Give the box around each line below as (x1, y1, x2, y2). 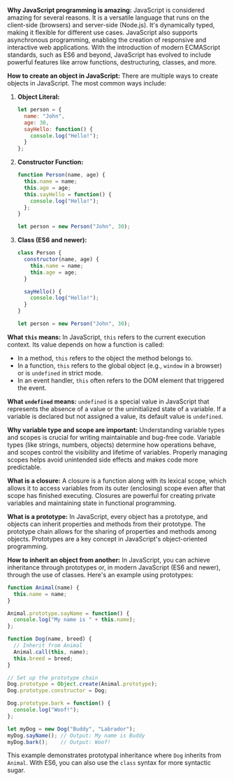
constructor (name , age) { (24, 256, 99, 263)
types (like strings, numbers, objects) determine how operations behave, (7, 441, 217, 449)
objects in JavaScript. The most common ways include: (7, 79, 167, 87)
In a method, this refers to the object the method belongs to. (17, 354, 193, 362)
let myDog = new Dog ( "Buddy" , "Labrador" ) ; (7, 725, 136, 733)
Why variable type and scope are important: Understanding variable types (7, 425, 225, 434)
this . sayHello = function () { (24, 191, 112, 198)
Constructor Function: (17, 158, 84, 167)
